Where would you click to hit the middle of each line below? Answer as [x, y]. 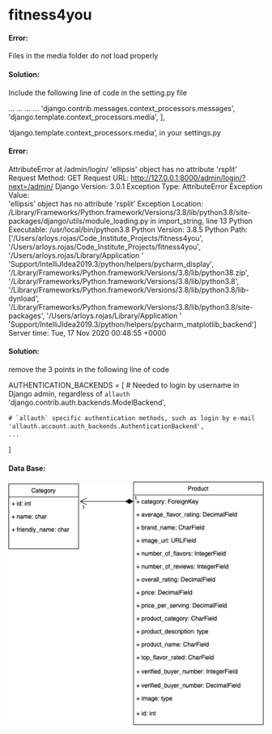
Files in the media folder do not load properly [83, 56]
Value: [19, 195]
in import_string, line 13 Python [202, 221]
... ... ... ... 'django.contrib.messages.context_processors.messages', [122, 108]
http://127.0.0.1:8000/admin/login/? [188, 178]
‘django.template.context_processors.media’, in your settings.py [115, 132]
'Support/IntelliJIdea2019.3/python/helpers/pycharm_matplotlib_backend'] [133, 324]
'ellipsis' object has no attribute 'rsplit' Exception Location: [106, 204]
